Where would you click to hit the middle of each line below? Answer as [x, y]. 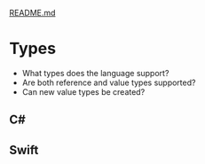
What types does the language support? [95, 73]
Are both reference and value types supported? [109, 82]
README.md [32, 13]
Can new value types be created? [83, 91]
